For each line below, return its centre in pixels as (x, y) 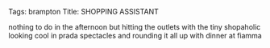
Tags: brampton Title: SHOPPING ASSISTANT (83, 12)
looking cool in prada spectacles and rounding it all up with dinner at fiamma (135, 36)
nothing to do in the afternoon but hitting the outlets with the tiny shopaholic (135, 27)
